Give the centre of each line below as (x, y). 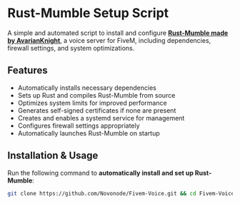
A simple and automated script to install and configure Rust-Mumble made (118, 33)
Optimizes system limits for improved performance (92, 103)
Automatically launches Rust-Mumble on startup (89, 133)
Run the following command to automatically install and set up (101, 173)
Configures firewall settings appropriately (79, 126)
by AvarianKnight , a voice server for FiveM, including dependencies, (109, 40)
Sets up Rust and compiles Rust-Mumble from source (96, 95)
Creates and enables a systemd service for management (101, 118)
